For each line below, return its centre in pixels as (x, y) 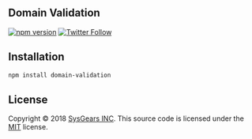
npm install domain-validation (60, 75)
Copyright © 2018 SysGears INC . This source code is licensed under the (126, 118)
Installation (36, 57)
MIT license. (28, 127)
